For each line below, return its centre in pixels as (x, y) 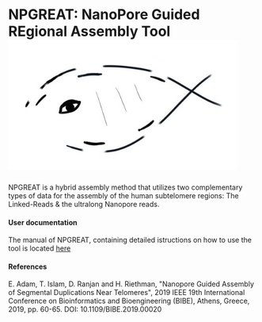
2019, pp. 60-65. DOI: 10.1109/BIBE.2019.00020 (85, 309)
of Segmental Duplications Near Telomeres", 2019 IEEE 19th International (127, 293)
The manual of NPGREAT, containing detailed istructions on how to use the (130, 240)
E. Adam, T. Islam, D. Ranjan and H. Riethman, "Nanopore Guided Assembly (131, 284)
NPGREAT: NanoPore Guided (104, 15)
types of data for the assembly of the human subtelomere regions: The (123, 195)
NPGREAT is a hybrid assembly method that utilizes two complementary (125, 187)
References (28, 266)
